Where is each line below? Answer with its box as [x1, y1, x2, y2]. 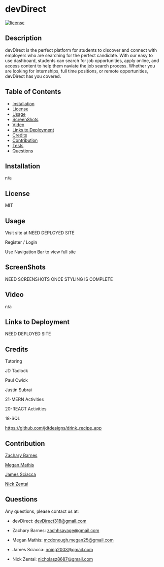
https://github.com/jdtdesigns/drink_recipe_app [5, 425, 102, 431]
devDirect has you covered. [5, 73, 61, 79]
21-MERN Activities [5, 397, 44, 402]
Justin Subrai [5, 387, 32, 393]
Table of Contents [5, 88, 62, 96]
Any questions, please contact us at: [5, 508, 79, 514]
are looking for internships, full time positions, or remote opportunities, [5, 68, 149, 74]
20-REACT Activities [5, 406, 47, 412]
